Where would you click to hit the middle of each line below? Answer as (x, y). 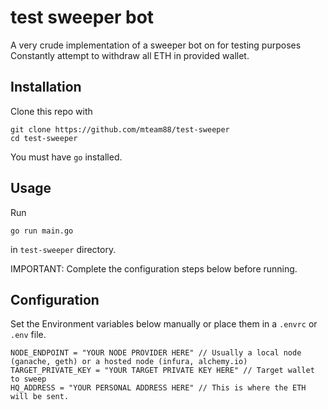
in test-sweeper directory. (63, 249)
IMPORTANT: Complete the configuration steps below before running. (154, 268)
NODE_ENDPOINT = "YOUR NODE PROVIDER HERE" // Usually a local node (156, 353)
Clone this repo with (51, 111)
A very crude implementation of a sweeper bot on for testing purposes (156, 45)
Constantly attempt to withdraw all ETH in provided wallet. (130, 55)
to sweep (28, 379)
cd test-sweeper (44, 138)
